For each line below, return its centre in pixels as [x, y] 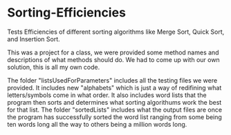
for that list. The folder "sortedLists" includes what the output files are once [115, 110]
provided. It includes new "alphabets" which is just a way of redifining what [114, 87]
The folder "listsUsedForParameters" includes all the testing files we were [112, 80]
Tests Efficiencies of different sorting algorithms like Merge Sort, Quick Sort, [116, 32]
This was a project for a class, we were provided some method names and [113, 52]
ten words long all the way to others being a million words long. [97, 124]
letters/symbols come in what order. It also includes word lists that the [107, 95]
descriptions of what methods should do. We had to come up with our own [113, 59]
